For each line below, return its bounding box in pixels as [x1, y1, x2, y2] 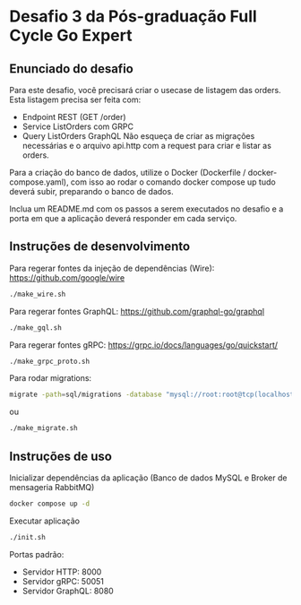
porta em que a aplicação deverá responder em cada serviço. [9, 213, 237, 223]
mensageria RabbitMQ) [9, 482, 95, 492]
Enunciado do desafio [9, 61, 134, 76]
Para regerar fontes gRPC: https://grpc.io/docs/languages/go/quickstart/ [9, 339, 279, 350]
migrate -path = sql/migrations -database [9, 390, 163, 400]
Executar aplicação [9, 515, 81, 526]
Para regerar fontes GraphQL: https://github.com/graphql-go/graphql [9, 306, 265, 316]
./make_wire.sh [9, 290, 66, 298]
